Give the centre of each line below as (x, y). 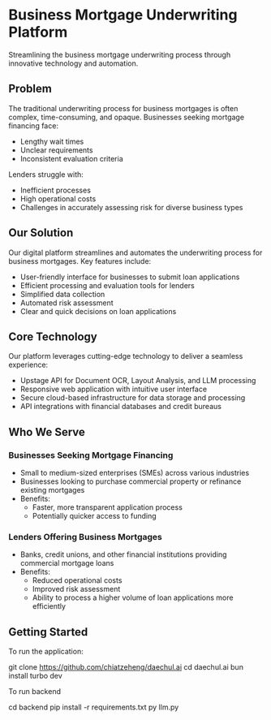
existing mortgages (52, 490)
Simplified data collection (62, 294)
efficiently (49, 606)
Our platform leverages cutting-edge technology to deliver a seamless (126, 356)
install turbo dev (35, 676)
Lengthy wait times (52, 141)
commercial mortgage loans (67, 563)
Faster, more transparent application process (107, 507)
